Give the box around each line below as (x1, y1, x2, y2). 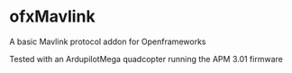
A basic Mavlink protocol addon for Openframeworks (9, 36, 206, 47)
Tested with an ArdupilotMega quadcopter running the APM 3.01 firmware (9, 53, 284, 64)
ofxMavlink (9, 6, 96, 27)
